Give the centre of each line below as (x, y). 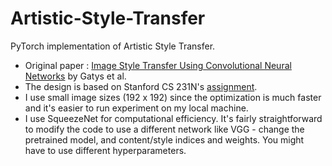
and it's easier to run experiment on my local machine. (136, 108)
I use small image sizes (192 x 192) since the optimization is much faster (173, 97)
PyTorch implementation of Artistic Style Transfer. (113, 46)
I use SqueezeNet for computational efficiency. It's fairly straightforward (173, 118)
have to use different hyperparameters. (105, 150)
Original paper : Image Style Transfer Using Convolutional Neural (158, 65)
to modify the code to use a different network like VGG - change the (164, 129)
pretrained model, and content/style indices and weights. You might (164, 139)
